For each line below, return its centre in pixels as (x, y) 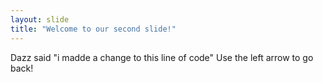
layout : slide (40, 19)
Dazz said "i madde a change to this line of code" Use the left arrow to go (162, 57)
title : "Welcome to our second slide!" (93, 29)
